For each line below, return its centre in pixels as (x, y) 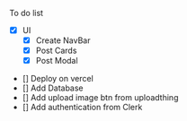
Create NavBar (63, 40)
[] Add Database (53, 88)
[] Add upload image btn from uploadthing (100, 98)
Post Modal (57, 61)
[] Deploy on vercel (58, 79)
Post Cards (56, 51)
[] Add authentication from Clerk (82, 108)
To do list (26, 13)
